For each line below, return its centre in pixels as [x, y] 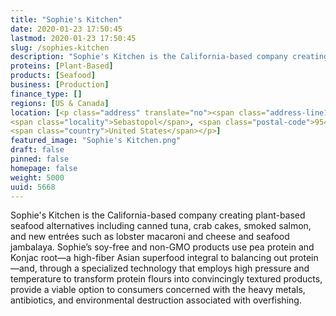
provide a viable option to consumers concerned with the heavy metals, [158, 290]
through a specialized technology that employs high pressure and [174, 268]
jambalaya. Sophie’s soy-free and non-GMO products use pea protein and [162, 247]
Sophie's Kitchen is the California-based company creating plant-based [158, 215]
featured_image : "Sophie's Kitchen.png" [96, 141]
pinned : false [40, 159]
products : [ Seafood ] [53, 76]
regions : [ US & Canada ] [60, 103]
